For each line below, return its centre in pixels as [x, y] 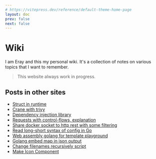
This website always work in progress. [56, 77]
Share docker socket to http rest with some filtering [65, 125]
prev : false [17, 19]
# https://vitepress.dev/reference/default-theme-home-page [69, 10]
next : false [17, 24]
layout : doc [17, 14]
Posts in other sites [35, 92]
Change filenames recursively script [49, 146]
